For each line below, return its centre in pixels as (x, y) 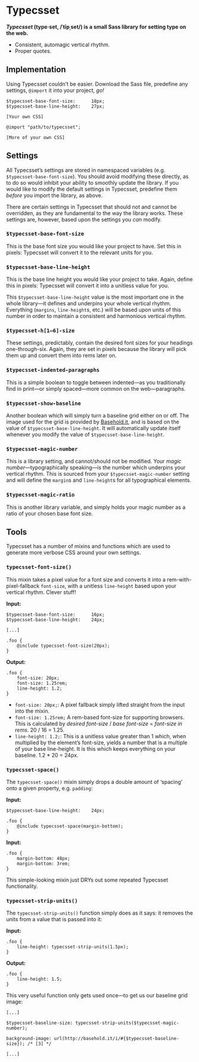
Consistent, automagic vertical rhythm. (62, 45)
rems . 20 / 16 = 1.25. (40, 730)
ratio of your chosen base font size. (50, 513)
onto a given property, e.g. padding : (50, 788)
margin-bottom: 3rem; (43, 864)
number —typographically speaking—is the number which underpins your (96, 467)
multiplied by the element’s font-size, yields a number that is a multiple (101, 742)
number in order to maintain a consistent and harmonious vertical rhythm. (96, 316)
